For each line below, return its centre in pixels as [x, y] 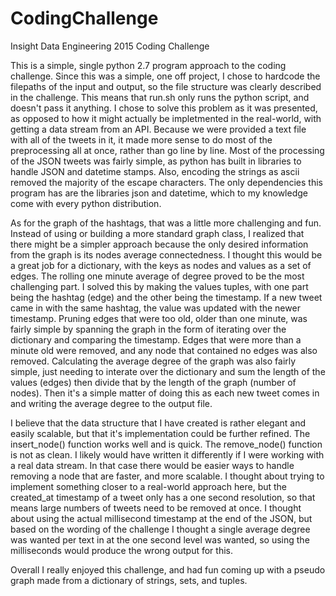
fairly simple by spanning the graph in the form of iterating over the [148, 329]
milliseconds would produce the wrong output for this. [121, 550]
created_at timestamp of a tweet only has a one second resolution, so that [163, 497]
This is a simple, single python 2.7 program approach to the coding [148, 65]
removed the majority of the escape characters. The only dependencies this [166, 182]
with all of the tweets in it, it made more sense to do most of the [141, 139]
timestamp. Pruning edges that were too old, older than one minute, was [159, 318]
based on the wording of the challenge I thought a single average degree [160, 529]
